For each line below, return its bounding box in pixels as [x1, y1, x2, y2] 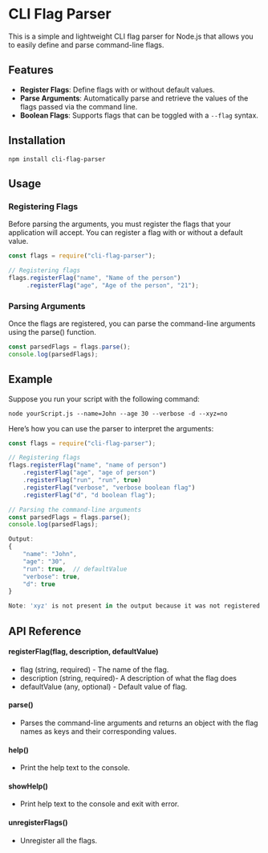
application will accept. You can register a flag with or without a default [8, 228, 243, 237]
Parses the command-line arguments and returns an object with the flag [19, 718, 258, 728]
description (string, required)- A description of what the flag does [19, 673, 237, 682]
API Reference [8, 624, 82, 638]
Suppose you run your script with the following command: [8, 394, 200, 403]
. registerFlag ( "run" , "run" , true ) [22, 476, 142, 484]
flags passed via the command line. [19, 101, 138, 111]
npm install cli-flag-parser [8, 155, 106, 163]
